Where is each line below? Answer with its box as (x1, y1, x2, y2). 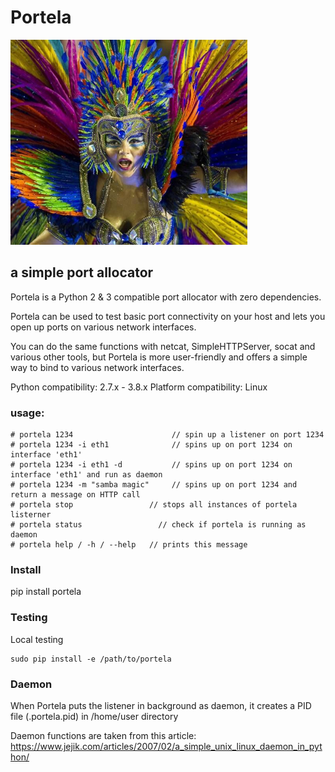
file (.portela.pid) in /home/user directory (10, 710, 179, 722)
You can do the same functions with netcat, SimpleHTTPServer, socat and (10, 340, 316, 352)
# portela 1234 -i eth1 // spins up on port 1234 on (10, 440, 293, 450)
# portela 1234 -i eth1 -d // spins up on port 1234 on (10, 460, 293, 470)
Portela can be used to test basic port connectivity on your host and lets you (10, 310, 326, 322)
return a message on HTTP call (10, 490, 141, 500)
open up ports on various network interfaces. (10, 321, 197, 333)
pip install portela (10, 586, 82, 598)
